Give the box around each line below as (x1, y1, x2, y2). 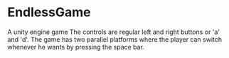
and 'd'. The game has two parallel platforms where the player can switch (7, 35, 223, 43)
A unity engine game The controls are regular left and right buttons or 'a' (7, 28, 220, 36)
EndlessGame (7, 4, 91, 21)
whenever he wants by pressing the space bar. (7, 42, 144, 51)
